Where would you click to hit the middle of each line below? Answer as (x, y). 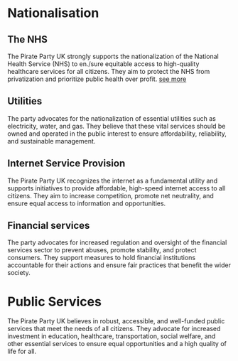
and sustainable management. (52, 141)
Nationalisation (53, 13)
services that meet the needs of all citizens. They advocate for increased (114, 329)
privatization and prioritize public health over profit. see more (97, 79)
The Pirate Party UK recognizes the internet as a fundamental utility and (113, 180)
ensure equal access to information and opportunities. (87, 203)
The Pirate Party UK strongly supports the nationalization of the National (113, 56)
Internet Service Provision (66, 164)
